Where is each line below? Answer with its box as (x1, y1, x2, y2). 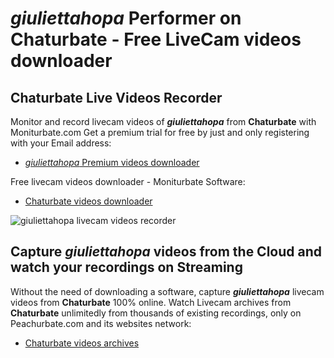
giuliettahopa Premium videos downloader (24, 157, 200, 168)
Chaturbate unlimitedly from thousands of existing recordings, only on (10, 307, 302, 319)
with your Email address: (10, 137, 112, 149)
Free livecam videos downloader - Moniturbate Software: (10, 176, 246, 187)
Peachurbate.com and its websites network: (10, 317, 192, 329)
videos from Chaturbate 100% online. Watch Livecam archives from (10, 296, 292, 308)
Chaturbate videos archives (24, 337, 140, 349)
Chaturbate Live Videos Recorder (10, 89, 223, 106)
